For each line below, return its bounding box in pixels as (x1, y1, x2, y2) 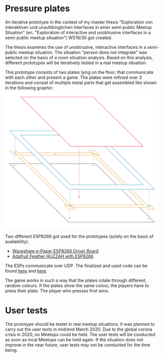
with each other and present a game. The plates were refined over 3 (5, 74, 143, 80)
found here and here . (5, 268, 48, 274)
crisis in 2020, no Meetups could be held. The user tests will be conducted (5, 332, 155, 337)
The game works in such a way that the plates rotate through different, (5, 277, 147, 284)
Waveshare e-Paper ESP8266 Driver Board (12, 248, 99, 254)
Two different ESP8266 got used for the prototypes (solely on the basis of (5, 233, 154, 240)
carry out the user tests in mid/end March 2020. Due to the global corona (5, 326, 153, 333)
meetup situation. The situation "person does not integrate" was (19, 49, 147, 55)
